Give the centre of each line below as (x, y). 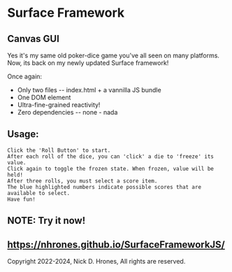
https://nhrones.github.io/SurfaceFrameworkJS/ (116, 244)
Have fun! (22, 199)
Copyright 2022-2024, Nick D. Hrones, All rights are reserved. (96, 262)
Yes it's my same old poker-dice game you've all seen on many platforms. (114, 55)
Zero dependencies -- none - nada (67, 112)
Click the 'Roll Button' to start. (59, 150)
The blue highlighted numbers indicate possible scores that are (104, 187)
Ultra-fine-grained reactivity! (59, 105)
